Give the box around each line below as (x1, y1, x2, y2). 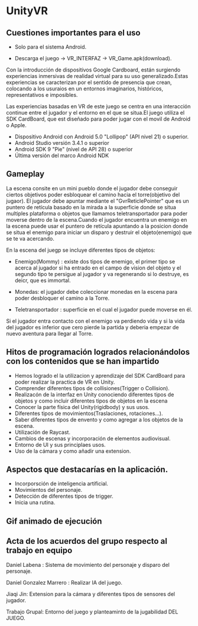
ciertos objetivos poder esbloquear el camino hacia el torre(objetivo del (6, 191, 180, 198)
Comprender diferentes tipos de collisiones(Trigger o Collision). (14, 384, 170, 391)
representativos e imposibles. (6, 92, 78, 98)
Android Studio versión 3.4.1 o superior (14, 140, 109, 146)
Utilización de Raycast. (14, 429, 71, 436)
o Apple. (6, 122, 27, 128)
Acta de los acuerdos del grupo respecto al (6, 536, 167, 546)
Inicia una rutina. (14, 499, 56, 506)
